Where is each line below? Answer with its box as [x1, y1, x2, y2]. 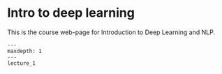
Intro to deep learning [7, 5, 135, 21]
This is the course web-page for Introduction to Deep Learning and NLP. [7, 28, 215, 36]
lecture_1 [7, 59, 36, 67]
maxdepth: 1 [7, 47, 42, 54]
